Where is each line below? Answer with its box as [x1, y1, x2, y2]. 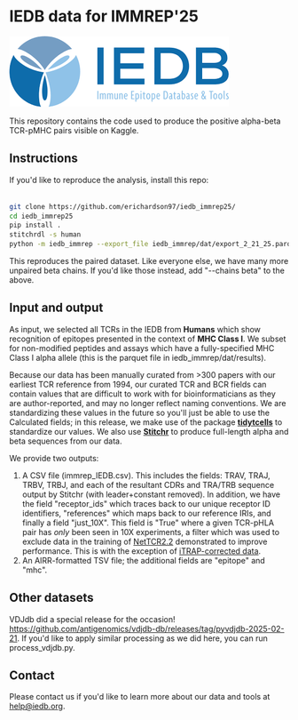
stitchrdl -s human [9, 230, 82, 239]
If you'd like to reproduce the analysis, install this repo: [9, 174, 209, 185]
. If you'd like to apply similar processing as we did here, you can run [17, 633, 268, 644]
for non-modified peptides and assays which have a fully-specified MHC [9, 342, 275, 353]
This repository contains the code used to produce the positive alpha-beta [9, 116, 281, 126]
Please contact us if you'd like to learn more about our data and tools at [9, 692, 271, 702]
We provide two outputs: [9, 452, 99, 463]
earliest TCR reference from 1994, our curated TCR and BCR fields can [9, 379, 267, 389]
